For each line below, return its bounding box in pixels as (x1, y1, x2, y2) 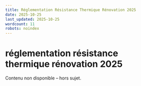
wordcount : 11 (5, 21, 35, 27)
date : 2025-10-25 (5, 12, 42, 17)
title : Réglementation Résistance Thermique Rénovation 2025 (5, 7, 136, 13)
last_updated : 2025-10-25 (5, 17, 59, 22)
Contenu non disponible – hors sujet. (5, 75, 82, 81)
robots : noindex (5, 26, 39, 31)
